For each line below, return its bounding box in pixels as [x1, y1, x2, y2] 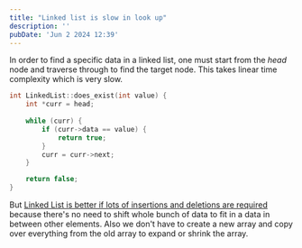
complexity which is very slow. [9, 74, 124, 85]
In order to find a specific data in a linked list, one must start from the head [9, 55, 287, 66]
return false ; [25, 175, 78, 184]
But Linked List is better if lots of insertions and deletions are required [9, 199, 268, 210]
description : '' [9, 22, 70, 31]
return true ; [57, 133, 106, 142]
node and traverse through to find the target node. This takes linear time [9, 64, 278, 75]
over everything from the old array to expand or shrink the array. [9, 228, 249, 239]
